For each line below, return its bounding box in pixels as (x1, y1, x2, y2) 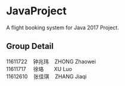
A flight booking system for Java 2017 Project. (6, 24, 119, 31)
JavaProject (6, 4, 67, 18)
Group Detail (6, 41, 54, 51)
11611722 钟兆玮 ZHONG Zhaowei (6, 58, 96, 65)
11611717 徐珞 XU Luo (6, 65, 73, 72)
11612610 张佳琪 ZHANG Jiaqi (6, 73, 87, 80)
